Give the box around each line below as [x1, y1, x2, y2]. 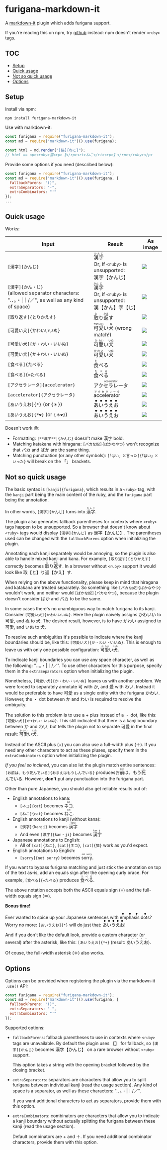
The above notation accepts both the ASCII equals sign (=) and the [5, 887, 142, 893]
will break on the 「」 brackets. [27, 458, 91, 464]
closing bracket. [12, 1067, 46, 1073]
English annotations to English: [12, 847, 76, 854]
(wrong [114, 324, 132, 331]
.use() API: [5, 983, 28, 989]
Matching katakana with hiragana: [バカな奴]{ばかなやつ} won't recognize [12, 441, 160, 447]
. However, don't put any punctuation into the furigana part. [22, 775, 145, 781]
